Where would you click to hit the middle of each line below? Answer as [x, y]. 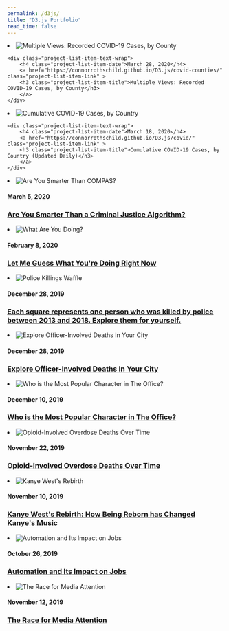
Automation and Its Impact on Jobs [67, 572]
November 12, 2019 [35, 602]
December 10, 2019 [35, 399]
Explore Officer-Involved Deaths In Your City [83, 369]
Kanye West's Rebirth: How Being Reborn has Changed [101, 515]
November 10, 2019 [35, 497]
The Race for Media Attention [57, 620]
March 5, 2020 [29, 196]
